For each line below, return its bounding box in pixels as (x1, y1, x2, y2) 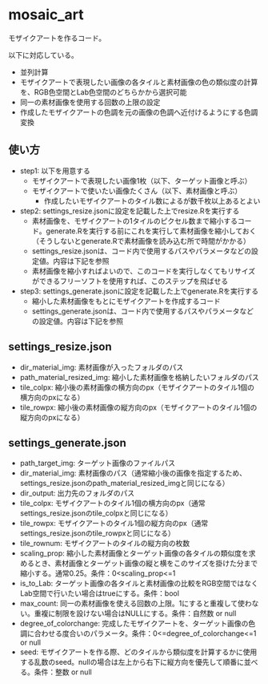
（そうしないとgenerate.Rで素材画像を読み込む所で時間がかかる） (31, 236, 250, 245)
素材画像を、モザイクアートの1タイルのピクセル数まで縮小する (31, 216, 238, 225)
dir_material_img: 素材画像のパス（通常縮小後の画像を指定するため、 (19, 468, 246, 478)
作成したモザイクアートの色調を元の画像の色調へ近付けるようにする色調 (19, 107, 258, 117)
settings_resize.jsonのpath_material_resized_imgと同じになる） (19, 479, 230, 488)
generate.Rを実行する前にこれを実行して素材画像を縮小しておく (46, 226, 257, 236)
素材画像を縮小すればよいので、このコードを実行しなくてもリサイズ (31, 266, 256, 276)
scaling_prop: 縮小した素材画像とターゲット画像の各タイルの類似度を (19, 548, 250, 558)
